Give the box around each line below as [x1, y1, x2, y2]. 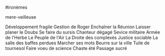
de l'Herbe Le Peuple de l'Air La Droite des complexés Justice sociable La [5, 35, 158, 40]
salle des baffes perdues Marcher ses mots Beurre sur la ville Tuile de [5, 40, 150, 46]
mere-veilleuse [5, 14, 36, 20]
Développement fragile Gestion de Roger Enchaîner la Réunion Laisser [5, 24, 151, 30]
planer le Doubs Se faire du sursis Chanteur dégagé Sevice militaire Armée [5, 29, 160, 35]
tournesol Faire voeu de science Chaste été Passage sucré [5, 45, 127, 51]
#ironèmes [5, 5, 28, 10]
